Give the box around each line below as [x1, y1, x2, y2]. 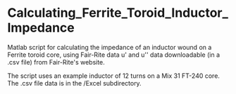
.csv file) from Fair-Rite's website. [7, 58, 106, 66]
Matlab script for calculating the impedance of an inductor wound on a [7, 43, 212, 51]
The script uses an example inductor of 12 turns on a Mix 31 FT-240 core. [7, 72, 221, 80]
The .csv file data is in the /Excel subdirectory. [7, 79, 142, 87]
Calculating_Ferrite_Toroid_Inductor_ [7, 5, 229, 21]
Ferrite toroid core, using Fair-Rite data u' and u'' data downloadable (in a [7, 51, 221, 59]
